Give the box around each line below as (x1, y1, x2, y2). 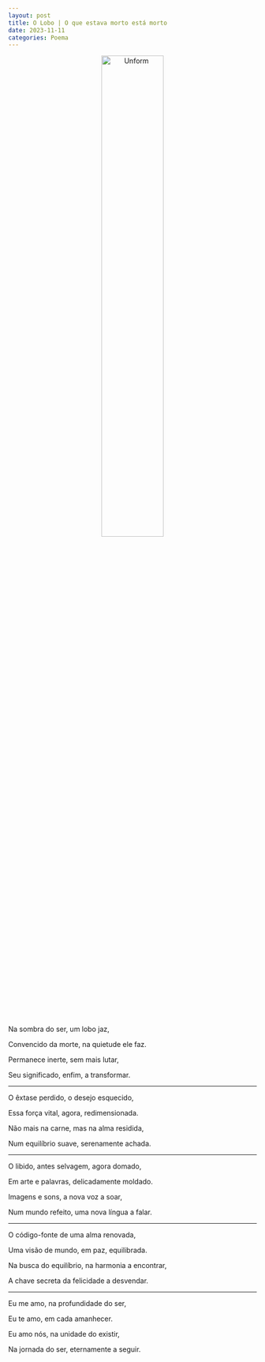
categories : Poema (8, 33, 69, 42)
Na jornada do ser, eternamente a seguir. (8, 1345, 141, 1354)
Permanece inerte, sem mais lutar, (8, 1055, 120, 1064)
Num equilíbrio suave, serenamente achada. (8, 1139, 151, 1149)
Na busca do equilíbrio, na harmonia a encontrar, (8, 1261, 167, 1270)
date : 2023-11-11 (8, 26, 65, 34)
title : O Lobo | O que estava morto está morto (8, 19, 168, 27)
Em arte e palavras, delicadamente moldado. (8, 1177, 154, 1187)
